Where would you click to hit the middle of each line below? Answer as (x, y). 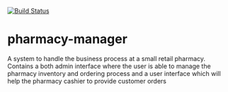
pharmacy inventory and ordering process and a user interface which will (114, 73)
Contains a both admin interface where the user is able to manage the (109, 66)
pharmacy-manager (67, 39)
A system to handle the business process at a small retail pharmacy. (107, 58)
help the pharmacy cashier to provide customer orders (87, 81)
